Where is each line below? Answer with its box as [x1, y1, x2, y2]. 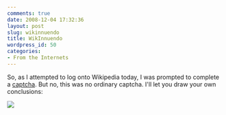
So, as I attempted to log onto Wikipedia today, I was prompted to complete [7, 73, 220, 81]
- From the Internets [7, 54, 69, 61]
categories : [7, 48, 41, 55]
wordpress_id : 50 [7, 42, 57, 48]
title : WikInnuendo [7, 35, 63, 42]
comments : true [7, 10, 51, 17]
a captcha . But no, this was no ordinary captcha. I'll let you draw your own [7, 80, 216, 88]
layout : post [7, 22, 45, 29]
